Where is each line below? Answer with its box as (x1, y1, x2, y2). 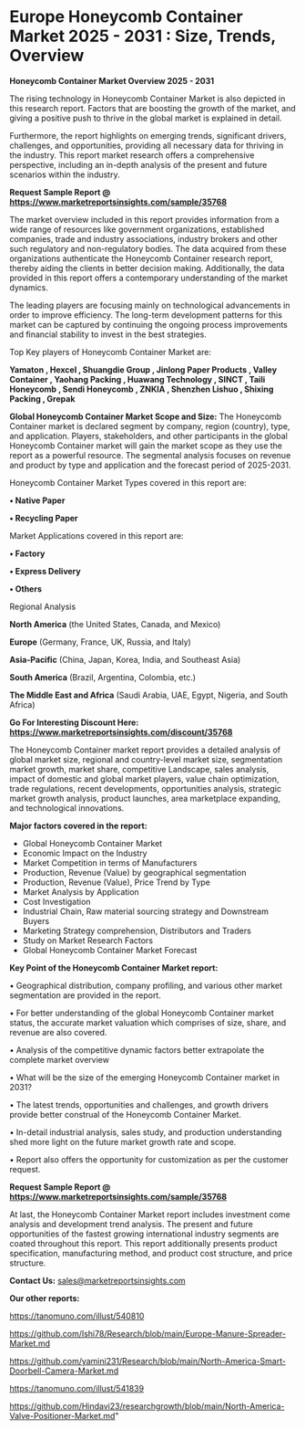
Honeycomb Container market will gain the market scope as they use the (9, 440, 283, 451)
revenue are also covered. (9, 1026, 107, 1037)
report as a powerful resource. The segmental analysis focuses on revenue (9, 449, 291, 460)
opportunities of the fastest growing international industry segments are (9, 1228, 280, 1239)
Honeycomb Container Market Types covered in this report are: (9, 477, 248, 488)
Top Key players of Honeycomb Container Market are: (9, 346, 212, 357)
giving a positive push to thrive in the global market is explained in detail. (9, 112, 282, 123)
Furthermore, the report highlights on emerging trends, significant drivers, (9, 130, 287, 141)
